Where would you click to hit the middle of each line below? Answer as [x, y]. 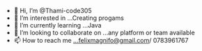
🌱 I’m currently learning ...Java [58, 25]
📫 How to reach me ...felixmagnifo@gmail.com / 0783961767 [101, 40]
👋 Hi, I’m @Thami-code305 [53, 11]
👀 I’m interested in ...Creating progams [69, 18]
